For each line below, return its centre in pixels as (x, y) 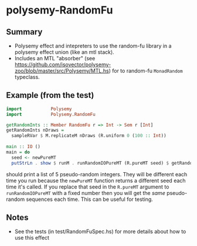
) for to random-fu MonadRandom (146, 71)
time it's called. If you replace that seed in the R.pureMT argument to (88, 187)
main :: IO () (23, 147)
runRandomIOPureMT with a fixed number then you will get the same (86, 193)
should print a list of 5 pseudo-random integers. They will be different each (97, 174)
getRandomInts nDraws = (35, 130)
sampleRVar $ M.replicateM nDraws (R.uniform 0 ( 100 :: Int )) (89, 136)
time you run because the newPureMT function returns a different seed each (96, 180)
